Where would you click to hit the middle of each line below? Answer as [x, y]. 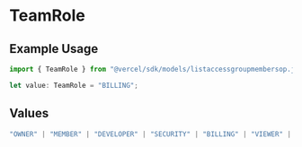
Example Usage [54, 49]
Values [29, 113]
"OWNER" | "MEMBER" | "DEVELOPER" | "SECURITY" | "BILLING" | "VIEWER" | [151, 134]
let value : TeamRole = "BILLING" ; [74, 85]
